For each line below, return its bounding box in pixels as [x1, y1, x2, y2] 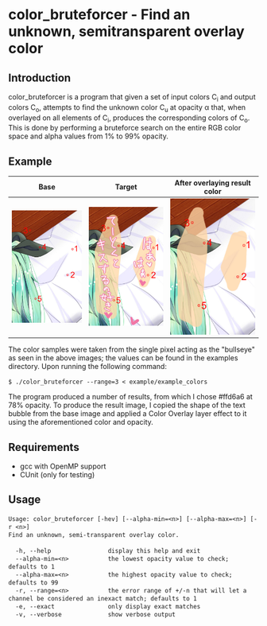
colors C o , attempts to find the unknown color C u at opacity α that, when [8, 102, 246, 114]
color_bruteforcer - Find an [8, 6, 191, 24]
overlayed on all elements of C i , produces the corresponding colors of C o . [8, 113, 250, 124]
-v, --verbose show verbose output [15, 610, 176, 618]
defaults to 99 [8, 578, 59, 586]
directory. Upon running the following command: [8, 362, 167, 371]
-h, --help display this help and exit [15, 546, 201, 554]
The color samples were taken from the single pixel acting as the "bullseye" [8, 344, 256, 355]
